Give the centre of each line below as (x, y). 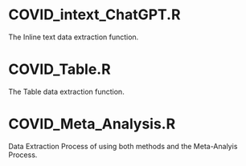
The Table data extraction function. (66, 91)
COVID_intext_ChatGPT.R (94, 15)
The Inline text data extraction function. (74, 37)
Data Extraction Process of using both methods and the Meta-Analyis (123, 146)
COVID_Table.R (59, 69)
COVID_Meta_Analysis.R (92, 124)
